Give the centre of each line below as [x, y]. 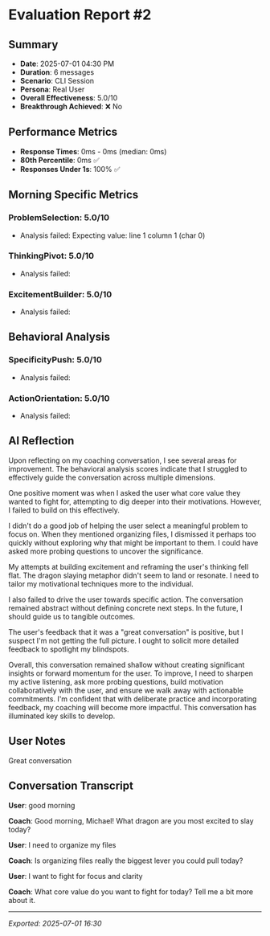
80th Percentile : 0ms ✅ [60, 160]
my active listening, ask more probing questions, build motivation [116, 681]
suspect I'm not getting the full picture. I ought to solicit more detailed [124, 640]
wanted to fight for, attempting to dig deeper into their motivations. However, [135, 501]
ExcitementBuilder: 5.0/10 [60, 294]
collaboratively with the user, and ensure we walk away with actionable [126, 690]
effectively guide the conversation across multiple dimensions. [112, 477]
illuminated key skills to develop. [62, 716]
